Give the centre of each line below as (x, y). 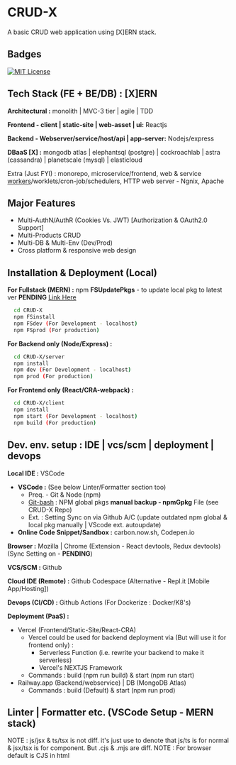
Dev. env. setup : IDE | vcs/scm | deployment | (111, 445)
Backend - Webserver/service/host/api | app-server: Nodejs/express (111, 138)
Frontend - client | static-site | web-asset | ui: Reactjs (88, 124)
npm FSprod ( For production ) (57, 330)
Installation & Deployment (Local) (82, 273)
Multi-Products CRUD (49, 236)
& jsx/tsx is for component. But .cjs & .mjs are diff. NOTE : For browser (109, 748)
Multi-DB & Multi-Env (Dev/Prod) (65, 243)
